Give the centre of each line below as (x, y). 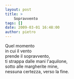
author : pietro (20, 32)
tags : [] (14, 23)
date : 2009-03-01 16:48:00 (32, 28)
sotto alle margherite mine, (32, 66)
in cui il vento (18, 51)
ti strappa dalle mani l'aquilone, (37, 61)
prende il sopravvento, (28, 56)
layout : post (18, 9)
